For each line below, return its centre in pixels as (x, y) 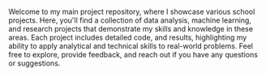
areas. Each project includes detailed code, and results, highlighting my (128, 37)
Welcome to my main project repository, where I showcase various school (132, 12)
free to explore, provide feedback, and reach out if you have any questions (133, 55)
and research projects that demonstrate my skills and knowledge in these (131, 29)
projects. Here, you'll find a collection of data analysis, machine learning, (130, 20)
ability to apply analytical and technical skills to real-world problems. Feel (131, 46)
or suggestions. (34, 63)
